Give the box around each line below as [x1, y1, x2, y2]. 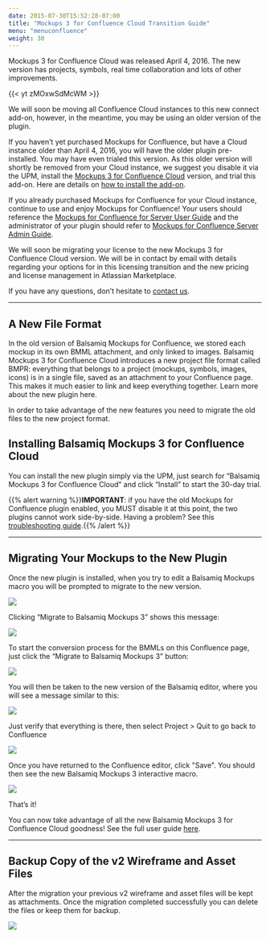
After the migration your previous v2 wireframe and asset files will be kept [8, 888, 253, 898]
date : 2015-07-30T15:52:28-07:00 [8, 11, 121, 20]
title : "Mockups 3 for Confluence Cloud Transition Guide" [8, 19, 211, 27]
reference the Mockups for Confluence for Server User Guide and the [8, 212, 239, 222]
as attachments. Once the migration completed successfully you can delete [8, 897, 259, 907]
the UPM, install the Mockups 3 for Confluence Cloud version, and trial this [8, 171, 256, 181]
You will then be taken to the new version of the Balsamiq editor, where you [8, 682, 258, 691]
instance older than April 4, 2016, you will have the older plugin [8, 145, 217, 155]
